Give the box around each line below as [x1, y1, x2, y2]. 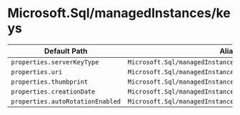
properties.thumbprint [11, 77, 88, 86]
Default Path [44, 46, 88, 56]
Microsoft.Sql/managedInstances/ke [7, 5, 231, 21]
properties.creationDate [11, 87, 96, 96]
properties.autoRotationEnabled [11, 97, 121, 105]
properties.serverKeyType [11, 58, 99, 66]
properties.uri [11, 68, 63, 76]
